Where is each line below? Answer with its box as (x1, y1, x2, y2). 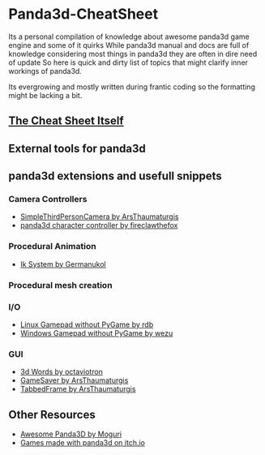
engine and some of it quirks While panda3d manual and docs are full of (8, 40, 250, 49)
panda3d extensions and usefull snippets (8, 170, 223, 183)
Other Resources (8, 407, 96, 422)
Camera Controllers (8, 194, 88, 205)
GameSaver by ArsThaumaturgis (19, 376, 129, 385)
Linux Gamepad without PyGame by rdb (19, 320, 154, 329)
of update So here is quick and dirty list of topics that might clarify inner (8, 58, 249, 67)
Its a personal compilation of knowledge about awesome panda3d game (8, 32, 250, 41)
